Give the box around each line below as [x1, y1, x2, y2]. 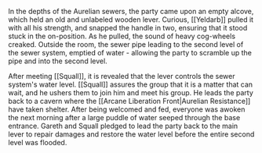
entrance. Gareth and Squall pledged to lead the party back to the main [8, 121, 238, 130]
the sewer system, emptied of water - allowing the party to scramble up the [8, 48, 253, 57]
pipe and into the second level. [8, 56, 107, 66]
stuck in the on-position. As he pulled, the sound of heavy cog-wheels [8, 31, 236, 41]
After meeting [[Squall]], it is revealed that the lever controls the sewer [8, 72, 235, 80]
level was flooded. [8, 138, 67, 147]
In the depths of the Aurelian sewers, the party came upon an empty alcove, [8, 7, 254, 16]
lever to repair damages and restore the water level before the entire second [8, 130, 255, 139]
